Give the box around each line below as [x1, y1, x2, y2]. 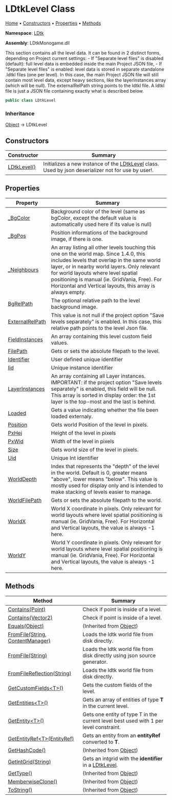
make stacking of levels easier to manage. [51, 488, 152, 495]
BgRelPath [8, 300, 33, 307]
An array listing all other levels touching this [51, 244, 156, 251]
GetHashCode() [8, 746, 46, 753]
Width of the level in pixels [51, 437, 115, 445]
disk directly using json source [82, 651, 156, 659]
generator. [82, 658, 108, 665]
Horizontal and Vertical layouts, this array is [51, 282, 155, 289]
